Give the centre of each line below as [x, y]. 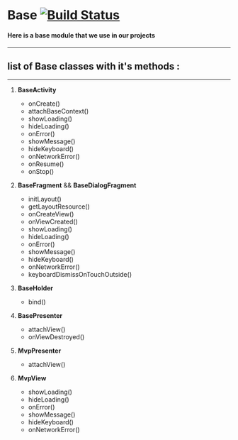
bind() [37, 302]
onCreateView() [51, 214]
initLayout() [45, 199]
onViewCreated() [53, 222]
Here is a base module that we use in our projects [81, 35]
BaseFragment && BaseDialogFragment [77, 185]
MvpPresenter [39, 351]
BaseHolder [35, 288]
